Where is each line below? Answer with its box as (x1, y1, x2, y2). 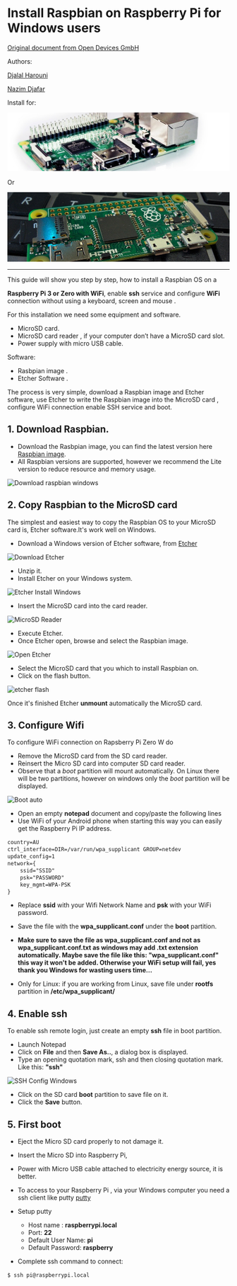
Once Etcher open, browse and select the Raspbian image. (17, 636, 188, 645)
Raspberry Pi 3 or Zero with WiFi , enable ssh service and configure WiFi (7, 289, 221, 297)
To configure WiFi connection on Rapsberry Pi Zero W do (7, 738, 174, 746)
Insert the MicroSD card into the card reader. (17, 601, 148, 610)
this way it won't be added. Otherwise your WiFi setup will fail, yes (17, 958, 217, 967)
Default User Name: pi (28, 1236, 93, 1244)
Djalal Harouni (7, 71, 48, 79)
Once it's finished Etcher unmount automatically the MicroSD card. (7, 699, 202, 707)
